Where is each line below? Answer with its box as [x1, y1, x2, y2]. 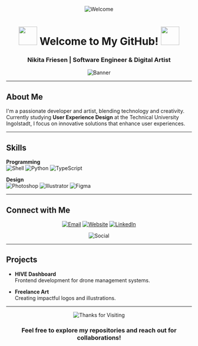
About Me [6, 92, 43, 102]
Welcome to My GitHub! [39, 35, 159, 48]
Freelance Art [14, 288, 49, 295]
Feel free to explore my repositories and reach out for [21, 326, 177, 334]
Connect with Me [6, 205, 71, 215]
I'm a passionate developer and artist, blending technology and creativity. [6, 107, 184, 115]
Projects [6, 254, 38, 265]
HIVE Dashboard [14, 270, 57, 278]
